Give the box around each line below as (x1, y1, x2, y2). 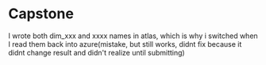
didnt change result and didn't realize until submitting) (8, 48, 185, 57)
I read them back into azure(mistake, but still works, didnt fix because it (8, 39, 242, 48)
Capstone (8, 5, 74, 23)
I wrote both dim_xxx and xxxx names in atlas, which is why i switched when (8, 31, 258, 40)
